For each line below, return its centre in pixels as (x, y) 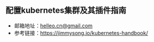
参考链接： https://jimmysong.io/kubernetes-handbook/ (81, 33)
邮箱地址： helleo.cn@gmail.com (53, 26)
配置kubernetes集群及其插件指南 (66, 10)
